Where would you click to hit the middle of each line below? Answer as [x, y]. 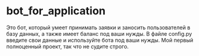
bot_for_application [56, 11]
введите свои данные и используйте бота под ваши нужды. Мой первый [100, 40]
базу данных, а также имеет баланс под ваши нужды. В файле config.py [99, 33]
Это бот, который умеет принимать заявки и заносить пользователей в [98, 27]
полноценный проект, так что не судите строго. [68, 46]
